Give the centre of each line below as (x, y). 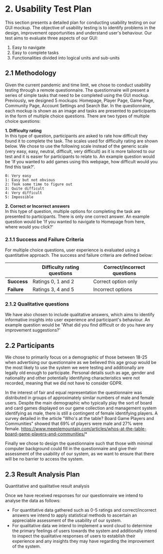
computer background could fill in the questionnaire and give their (71, 449)
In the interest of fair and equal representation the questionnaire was (73, 393)
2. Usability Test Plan (49, 9)
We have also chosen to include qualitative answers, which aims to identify (80, 315)
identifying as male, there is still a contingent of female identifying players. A (81, 413)
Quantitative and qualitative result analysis (47, 486)
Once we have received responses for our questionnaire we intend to (74, 495)
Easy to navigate (29, 47)
